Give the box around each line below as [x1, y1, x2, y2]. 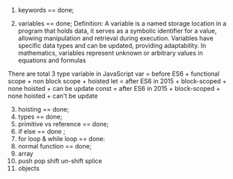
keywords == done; [17, 6, 74, 14]
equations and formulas [17, 56, 86, 65]
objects [17, 164, 40, 172]
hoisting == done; [17, 105, 70, 113]
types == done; [17, 112, 63, 121]
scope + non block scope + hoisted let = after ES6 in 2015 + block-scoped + [8, 77, 227, 85]
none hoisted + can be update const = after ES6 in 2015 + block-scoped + [8, 85, 220, 92]
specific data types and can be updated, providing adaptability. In [17, 42, 207, 49]
